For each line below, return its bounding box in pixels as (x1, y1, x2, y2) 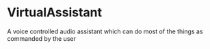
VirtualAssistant (7, 5, 103, 20)
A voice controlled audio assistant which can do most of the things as (7, 27, 203, 35)
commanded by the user (7, 34, 77, 42)
